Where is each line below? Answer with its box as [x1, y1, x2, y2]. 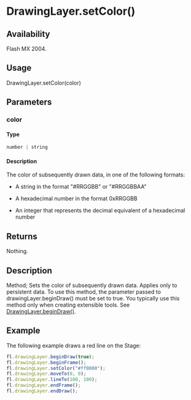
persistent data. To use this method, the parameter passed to [6, 288, 162, 296]
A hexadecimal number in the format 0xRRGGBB [15, 195, 138, 202]
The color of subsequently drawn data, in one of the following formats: [6, 171, 185, 179]
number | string [6, 144, 48, 151]
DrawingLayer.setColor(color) [6, 79, 82, 87]
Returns [6, 231, 38, 241]
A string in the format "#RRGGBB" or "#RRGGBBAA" [15, 183, 147, 190]
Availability [6, 29, 50, 39]
